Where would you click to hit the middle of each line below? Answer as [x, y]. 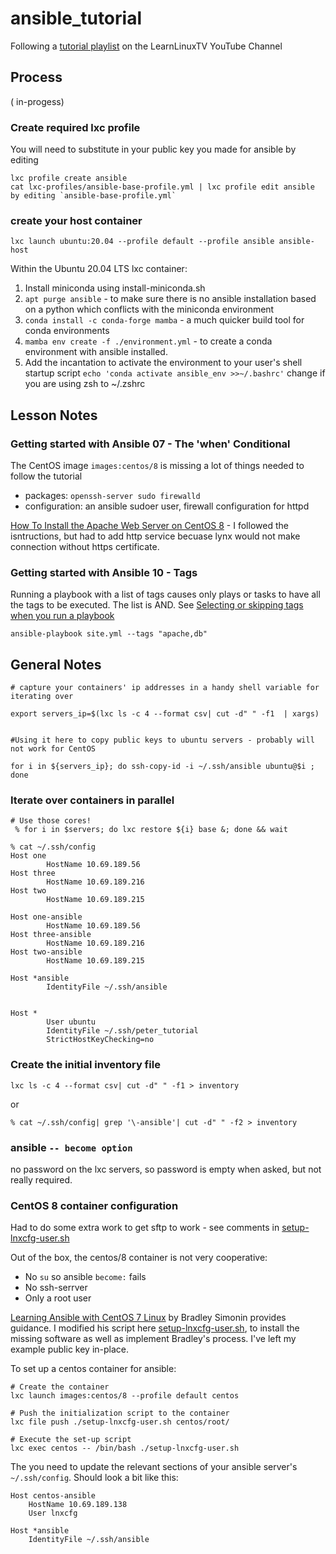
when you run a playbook [62, 616]
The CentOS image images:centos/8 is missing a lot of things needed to [157, 466]
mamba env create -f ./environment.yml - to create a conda [148, 341]
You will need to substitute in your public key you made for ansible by [153, 149]
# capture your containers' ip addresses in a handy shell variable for [165, 688]
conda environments [67, 331]
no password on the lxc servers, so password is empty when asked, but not [166, 1169]
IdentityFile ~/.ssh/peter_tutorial [122, 1031]
